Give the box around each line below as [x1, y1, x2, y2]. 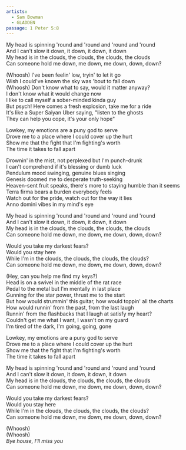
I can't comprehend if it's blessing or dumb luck [6, 163, 122, 170]
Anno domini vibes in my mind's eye [6, 201, 94, 208]
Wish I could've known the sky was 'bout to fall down [6, 78, 135, 85]
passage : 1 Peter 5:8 [6, 25, 59, 31]
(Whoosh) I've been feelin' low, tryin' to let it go [6, 71, 121, 78]
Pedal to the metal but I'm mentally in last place [6, 285, 121, 293]
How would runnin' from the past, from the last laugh [6, 304, 134, 311]
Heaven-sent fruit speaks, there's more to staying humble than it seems [6, 182, 180, 189]
